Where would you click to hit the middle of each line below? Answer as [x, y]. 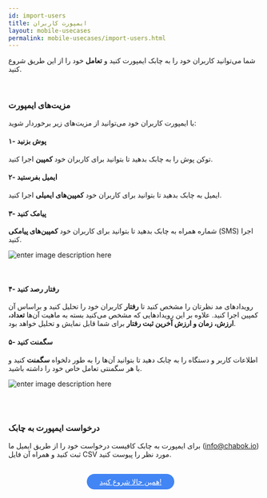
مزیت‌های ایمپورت [39, 106]
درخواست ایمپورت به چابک [54, 428]
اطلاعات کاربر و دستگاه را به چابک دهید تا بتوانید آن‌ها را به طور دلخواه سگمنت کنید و [133, 360]
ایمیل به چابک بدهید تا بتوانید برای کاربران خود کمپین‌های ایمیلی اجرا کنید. [115, 195]
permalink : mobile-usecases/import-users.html [87, 38]
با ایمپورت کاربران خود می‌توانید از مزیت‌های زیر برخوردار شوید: [103, 123]
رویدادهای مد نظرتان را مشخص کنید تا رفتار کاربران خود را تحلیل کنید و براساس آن [131, 307]
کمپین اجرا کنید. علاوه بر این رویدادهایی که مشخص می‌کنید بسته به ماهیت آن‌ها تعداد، [133, 315]
